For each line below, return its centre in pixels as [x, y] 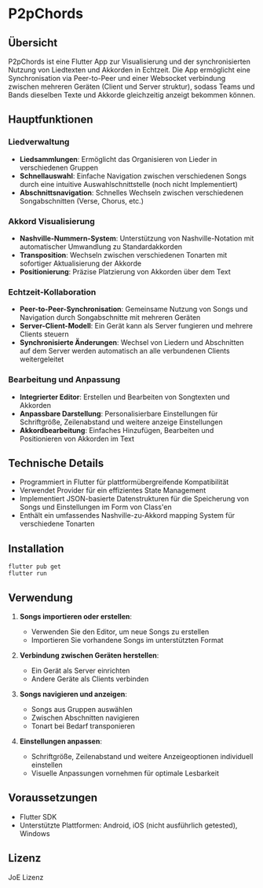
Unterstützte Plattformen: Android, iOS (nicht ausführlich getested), [128, 825]
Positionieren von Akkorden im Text [77, 438]
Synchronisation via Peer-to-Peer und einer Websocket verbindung [117, 78]
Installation [36, 548]
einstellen [47, 765]
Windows [35, 833]
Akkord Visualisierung [52, 221]
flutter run [27, 574]
